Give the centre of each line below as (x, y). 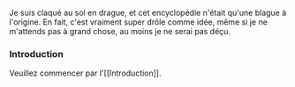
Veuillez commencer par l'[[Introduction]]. (85, 73)
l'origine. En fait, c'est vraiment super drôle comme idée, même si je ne (138, 22)
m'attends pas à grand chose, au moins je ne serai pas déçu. (120, 31)
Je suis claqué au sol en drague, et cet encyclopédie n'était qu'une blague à (148, 13)
